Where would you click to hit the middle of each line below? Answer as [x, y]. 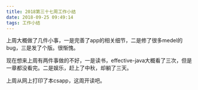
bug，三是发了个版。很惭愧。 [42, 48]
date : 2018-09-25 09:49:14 [40, 17]
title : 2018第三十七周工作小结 [41, 12]
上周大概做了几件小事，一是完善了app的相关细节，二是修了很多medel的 [95, 41]
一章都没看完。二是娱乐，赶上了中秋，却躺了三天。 [69, 68]
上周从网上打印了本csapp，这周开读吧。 [56, 80]
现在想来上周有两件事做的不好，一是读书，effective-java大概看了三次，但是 [99, 61]
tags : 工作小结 [23, 23]
